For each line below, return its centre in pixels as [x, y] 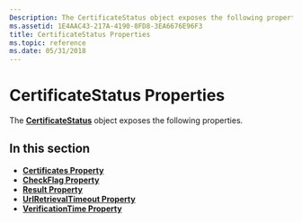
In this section [50, 149]
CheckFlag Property [61, 180]
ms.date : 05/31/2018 [48, 51]
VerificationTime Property [72, 209]
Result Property [53, 189]
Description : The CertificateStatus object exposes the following [136, 18]
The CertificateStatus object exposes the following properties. [126, 120]
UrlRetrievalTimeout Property [79, 199]
